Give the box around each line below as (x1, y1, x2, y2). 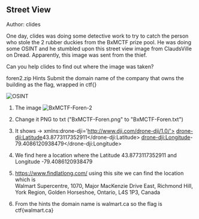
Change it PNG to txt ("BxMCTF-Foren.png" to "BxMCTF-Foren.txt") (14, 115, 184, 123)
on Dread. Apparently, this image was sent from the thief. (6, 51, 147, 59)
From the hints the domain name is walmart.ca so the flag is (14, 200, 163, 207)
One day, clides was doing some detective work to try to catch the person (6, 32, 189, 39)
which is (14, 176, 36, 183)
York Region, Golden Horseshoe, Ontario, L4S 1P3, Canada (14, 188, 161, 196)
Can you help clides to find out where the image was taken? (6, 63, 154, 70)
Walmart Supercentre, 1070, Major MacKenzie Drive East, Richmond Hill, (14, 182, 193, 189)
